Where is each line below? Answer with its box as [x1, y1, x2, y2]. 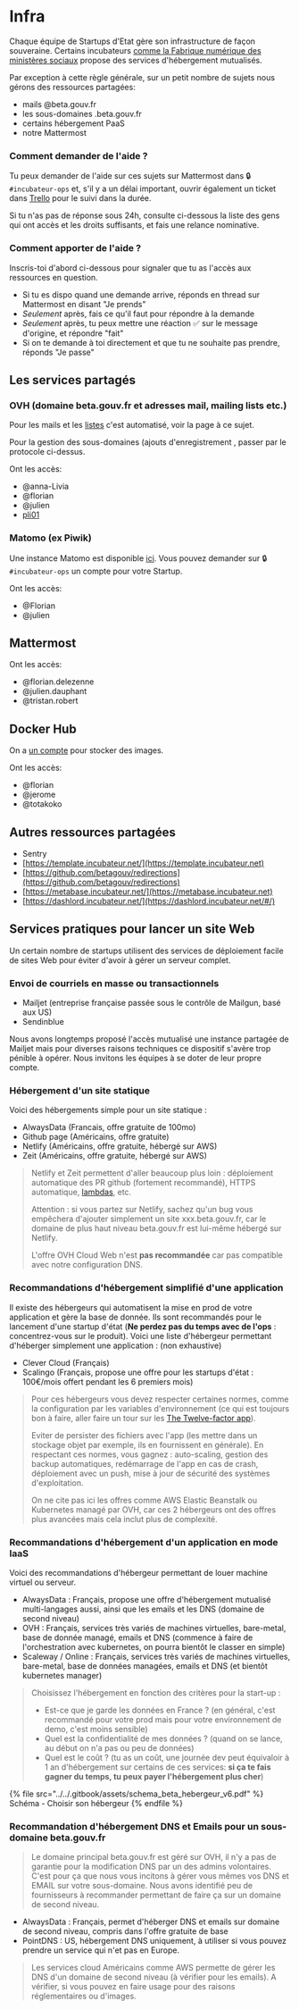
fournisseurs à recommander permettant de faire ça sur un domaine [30, 1889, 281, 1900]
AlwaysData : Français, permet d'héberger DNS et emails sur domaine [21, 1916, 280, 1927]
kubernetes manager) [21, 1670, 103, 1680]
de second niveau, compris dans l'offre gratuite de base [21, 1926, 229, 1937]
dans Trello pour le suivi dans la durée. [9, 193, 152, 204]
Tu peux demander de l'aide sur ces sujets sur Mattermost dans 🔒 [9, 171, 252, 181]
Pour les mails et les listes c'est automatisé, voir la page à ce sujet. [9, 420, 254, 431]
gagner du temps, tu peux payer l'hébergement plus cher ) [44, 1771, 264, 1781]
